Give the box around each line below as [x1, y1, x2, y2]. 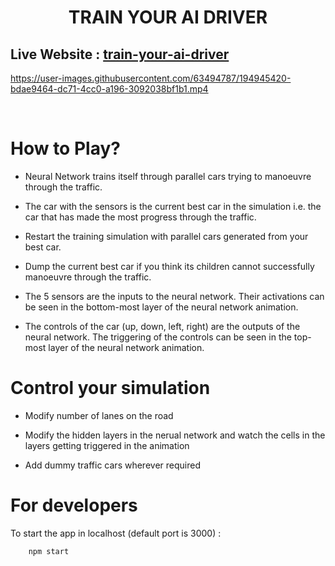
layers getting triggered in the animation [24, 439, 190, 451]
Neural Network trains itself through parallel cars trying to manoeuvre [24, 170, 312, 182]
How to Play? [10, 137, 121, 160]
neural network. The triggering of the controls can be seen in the [24, 331, 292, 343]
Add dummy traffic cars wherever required [24, 459, 201, 471]
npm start [28, 546, 70, 556]
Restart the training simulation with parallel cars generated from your [24, 230, 309, 242]
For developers [10, 494, 138, 517]
